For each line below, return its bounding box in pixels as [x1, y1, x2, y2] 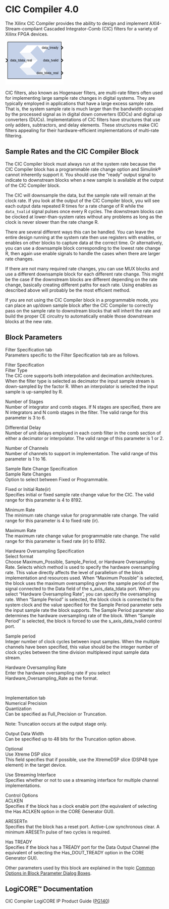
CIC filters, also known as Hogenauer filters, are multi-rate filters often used [5, 90, 163, 96]
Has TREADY [5, 839, 32, 845]
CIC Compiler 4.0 [5, 4, 79, 15]
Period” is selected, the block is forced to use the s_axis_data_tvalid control [5, 618, 162, 624]
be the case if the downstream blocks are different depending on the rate [5, 276, 158, 282]
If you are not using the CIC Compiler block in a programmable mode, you [5, 297, 159, 303]
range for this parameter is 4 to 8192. [5, 497, 83, 503]
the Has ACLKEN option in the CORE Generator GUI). [5, 808, 115, 814]
